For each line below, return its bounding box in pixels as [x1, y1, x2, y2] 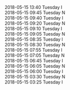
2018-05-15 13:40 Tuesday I [4, 5, 62, 10]
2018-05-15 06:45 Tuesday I [4, 58, 63, 63]
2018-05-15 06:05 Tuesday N [4, 63, 65, 69]
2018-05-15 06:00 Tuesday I [4, 68, 63, 74]
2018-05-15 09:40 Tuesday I [4, 15, 63, 21]
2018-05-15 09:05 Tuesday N [4, 31, 65, 37]
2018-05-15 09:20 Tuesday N [4, 20, 65, 26]
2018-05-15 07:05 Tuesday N [4, 52, 65, 58]
